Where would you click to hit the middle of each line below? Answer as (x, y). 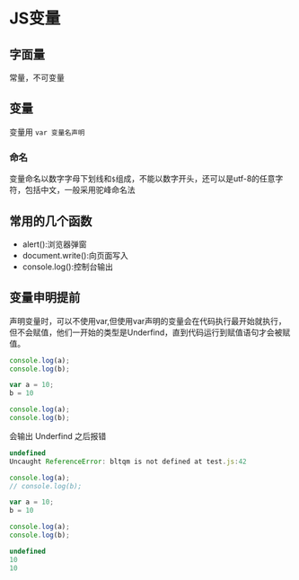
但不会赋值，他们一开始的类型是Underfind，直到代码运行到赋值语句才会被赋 (150, 332)
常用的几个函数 (51, 221)
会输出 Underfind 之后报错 (58, 435)
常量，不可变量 (37, 78)
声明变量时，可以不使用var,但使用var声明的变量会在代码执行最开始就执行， (148, 321)
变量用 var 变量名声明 (47, 132)
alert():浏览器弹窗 (54, 244)
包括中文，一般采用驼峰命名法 (80, 190)
